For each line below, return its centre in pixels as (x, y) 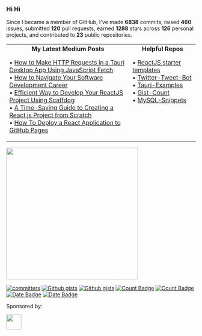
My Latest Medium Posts (68, 49)
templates (146, 70)
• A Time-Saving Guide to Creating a (62, 108)
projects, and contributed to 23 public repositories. (69, 35)
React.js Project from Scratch (50, 115)
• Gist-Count (151, 93)
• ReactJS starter (157, 63)
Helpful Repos (163, 49)
